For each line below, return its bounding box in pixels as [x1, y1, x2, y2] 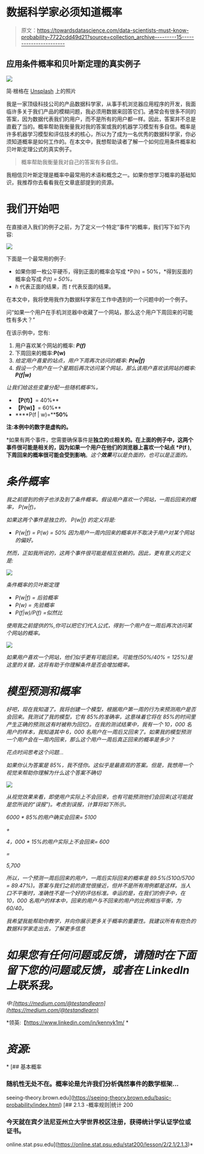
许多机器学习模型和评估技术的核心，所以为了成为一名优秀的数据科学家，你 [6, 130, 191, 138]
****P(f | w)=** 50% [14, 411, 68, 418]
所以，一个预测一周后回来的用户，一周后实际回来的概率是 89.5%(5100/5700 [6, 874, 195, 882]
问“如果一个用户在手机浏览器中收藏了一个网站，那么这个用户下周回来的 [6, 309, 183, 316]
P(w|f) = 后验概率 [14, 594, 58, 601]
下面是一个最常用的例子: [6, 255, 66, 262]
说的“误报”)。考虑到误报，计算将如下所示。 [22, 801, 129, 808]
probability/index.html [6, 1101, 60, 1108]
